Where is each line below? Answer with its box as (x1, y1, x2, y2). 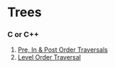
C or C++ (7, 30, 39, 40)
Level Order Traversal (17, 53, 82, 62)
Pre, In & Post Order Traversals (17, 45, 108, 54)
